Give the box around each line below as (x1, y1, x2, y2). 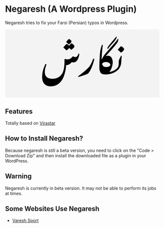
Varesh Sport (12, 218, 39, 224)
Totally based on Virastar (5, 120, 56, 126)
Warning (5, 172, 32, 180)
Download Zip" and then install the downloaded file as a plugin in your (5, 152, 146, 158)
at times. (5, 190, 23, 196)
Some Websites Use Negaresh (5, 204, 99, 213)
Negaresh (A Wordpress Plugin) (5, 3, 137, 15)
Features (5, 107, 33, 115)
